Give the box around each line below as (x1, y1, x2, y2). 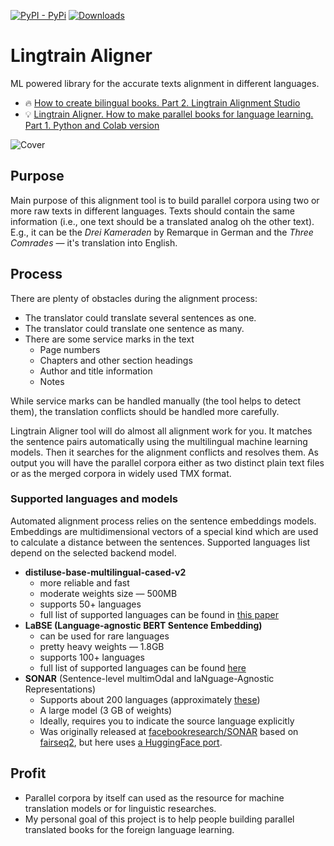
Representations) (24, 683, 97, 695)
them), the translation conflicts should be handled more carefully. (10, 405, 280, 417)
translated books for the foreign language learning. (24, 823, 235, 835)
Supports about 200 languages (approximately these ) (39, 693, 261, 705)
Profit (10, 765, 47, 782)
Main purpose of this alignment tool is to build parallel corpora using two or (10, 194, 320, 206)
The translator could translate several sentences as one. (24, 311, 257, 324)
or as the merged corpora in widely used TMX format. (10, 467, 232, 479)
